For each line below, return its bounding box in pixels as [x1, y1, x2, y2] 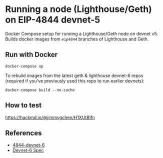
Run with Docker [5, 50, 58, 59]
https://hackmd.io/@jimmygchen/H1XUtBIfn [5, 114, 95, 120]
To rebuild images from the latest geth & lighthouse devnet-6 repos [5, 72, 143, 78]
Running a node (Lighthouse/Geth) [5, 3, 152, 15]
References [5, 128, 42, 137]
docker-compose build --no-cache [5, 87, 75, 92]
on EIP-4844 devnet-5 [5, 14, 100, 25]
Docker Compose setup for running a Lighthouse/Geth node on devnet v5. [5, 30, 158, 36]
